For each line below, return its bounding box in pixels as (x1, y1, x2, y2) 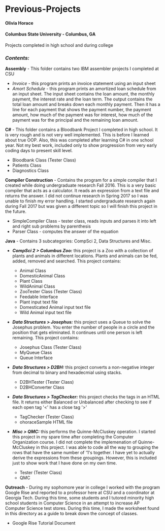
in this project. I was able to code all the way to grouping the (36, 444, 159, 450)
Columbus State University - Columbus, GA (5, 31, 96, 37)
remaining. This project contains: (12, 335, 79, 341)
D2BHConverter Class (19, 384, 65, 390)
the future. (5, 208, 27, 215)
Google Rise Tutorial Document (12, 520, 76, 526)
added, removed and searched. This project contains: (12, 258, 121, 264)
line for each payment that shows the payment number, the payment (12, 107, 151, 113)
